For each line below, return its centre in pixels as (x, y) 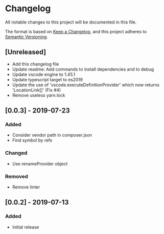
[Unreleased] (26, 52)
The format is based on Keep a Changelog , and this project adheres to (76, 31)
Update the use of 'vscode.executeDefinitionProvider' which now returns (86, 85)
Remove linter (26, 187)
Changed (16, 153)
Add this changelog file (35, 64)
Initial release (25, 227)
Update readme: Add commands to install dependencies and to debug (83, 69)
